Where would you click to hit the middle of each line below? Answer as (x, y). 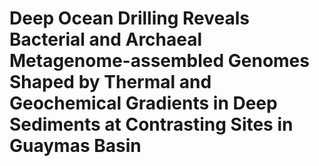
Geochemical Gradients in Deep (143, 103)
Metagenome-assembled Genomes (159, 61)
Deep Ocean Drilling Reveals (130, 18)
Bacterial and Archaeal (106, 39)
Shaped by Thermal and (110, 82)
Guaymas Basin (75, 146)
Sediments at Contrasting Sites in (151, 124)
